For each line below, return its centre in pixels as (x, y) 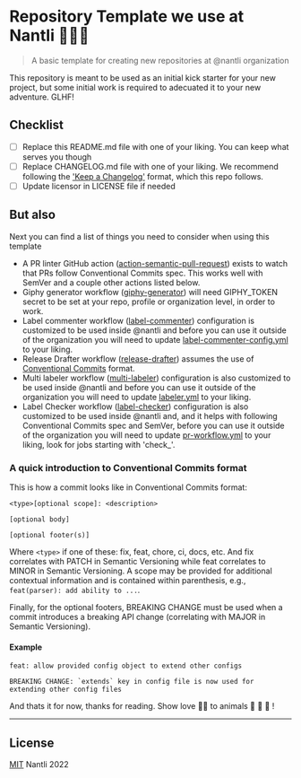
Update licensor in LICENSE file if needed (99, 186)
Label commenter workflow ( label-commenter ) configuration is (138, 320)
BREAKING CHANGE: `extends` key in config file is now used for (132, 682)
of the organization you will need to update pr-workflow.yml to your (146, 435)
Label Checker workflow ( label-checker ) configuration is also (135, 406)
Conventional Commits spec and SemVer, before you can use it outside (153, 425)
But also (33, 215)
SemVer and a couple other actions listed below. (111, 282)
